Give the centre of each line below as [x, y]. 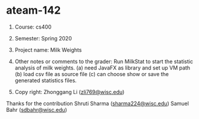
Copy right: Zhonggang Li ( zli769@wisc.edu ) [70, 92]
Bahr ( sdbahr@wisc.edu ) [37, 109]
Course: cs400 [33, 27]
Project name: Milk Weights [48, 50]
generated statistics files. [46, 80]
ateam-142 [34, 10]
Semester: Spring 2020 [43, 38]
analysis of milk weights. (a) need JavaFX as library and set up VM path [102, 68]
